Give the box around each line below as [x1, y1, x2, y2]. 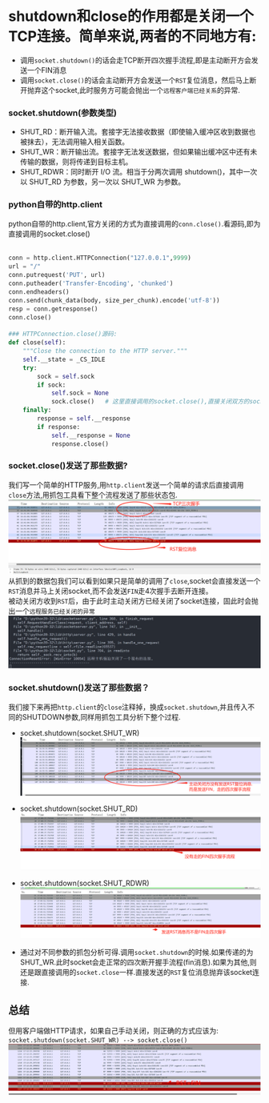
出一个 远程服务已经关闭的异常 [8, 606, 95, 616]
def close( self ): [8, 339, 66, 347]
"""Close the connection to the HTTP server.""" [22, 347, 188, 355]
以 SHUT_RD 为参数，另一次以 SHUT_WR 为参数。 [19, 177, 186, 187]
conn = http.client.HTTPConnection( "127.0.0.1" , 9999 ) [8, 254, 192, 263]
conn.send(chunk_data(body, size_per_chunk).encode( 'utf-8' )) [8, 296, 220, 304]
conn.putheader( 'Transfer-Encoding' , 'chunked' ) [8, 279, 174, 288]
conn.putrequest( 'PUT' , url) [8, 271, 106, 279]
